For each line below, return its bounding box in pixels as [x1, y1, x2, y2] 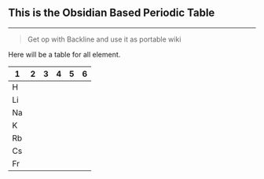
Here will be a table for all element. [8, 49, 121, 59]
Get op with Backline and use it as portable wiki [27, 35, 181, 44]
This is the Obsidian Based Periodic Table [8, 6, 215, 20]
